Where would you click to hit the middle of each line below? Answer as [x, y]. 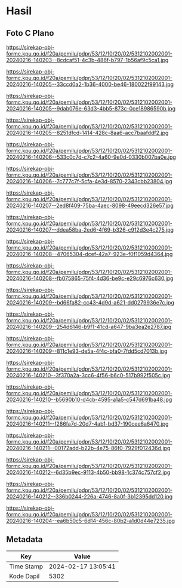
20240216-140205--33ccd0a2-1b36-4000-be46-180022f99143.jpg [90, 84]
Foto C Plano [30, 33]
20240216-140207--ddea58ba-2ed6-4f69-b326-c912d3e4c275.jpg [90, 230]
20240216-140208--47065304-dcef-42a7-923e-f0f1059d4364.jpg [90, 254]
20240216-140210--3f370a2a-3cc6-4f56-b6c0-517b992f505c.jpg [88, 375]
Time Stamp [26, 567]
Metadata [24, 539]
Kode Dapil [24, 576]
